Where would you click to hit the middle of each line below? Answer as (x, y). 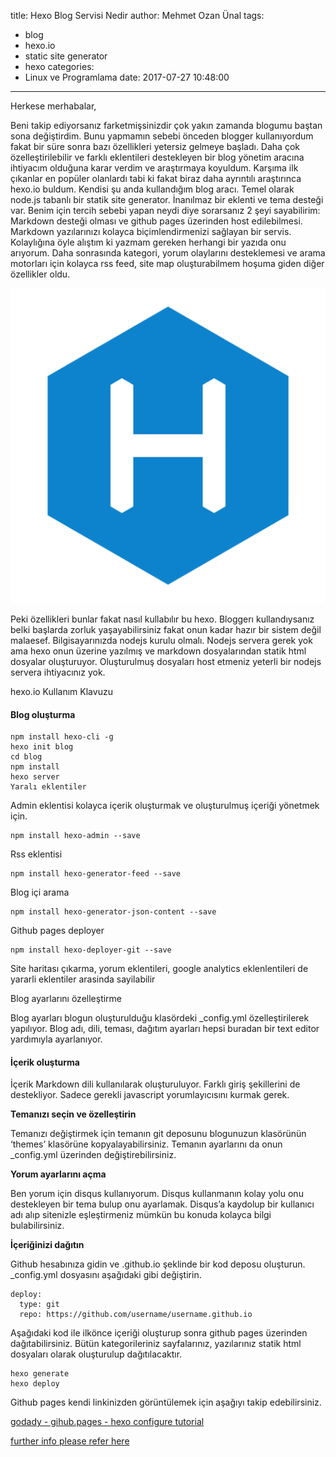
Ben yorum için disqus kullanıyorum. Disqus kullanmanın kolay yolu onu (157, 1194)
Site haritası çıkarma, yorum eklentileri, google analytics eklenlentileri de (159, 969)
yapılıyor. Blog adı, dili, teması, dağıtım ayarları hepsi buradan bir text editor (165, 1029)
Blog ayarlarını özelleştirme (66, 999)
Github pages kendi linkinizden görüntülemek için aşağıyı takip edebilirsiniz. (166, 1402)
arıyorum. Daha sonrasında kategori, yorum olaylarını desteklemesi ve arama (168, 253)
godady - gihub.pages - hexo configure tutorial (107, 1422)
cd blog (26, 757)
